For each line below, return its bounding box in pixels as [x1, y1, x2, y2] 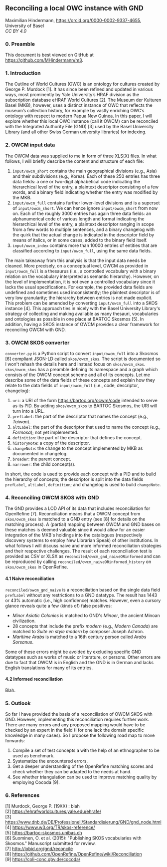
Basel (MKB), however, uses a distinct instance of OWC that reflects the [5, 102, 153, 108]
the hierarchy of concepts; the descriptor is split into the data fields [5, 476, 144, 482]
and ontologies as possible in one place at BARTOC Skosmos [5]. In [5, 316, 144, 322]
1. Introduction [5, 70, 41, 77]
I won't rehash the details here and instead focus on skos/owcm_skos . [5, 361, 146, 367]
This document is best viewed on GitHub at [5, 52, 94, 58]
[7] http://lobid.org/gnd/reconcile [5, 846, 73, 852]
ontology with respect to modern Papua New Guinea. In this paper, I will [5, 113, 153, 119]
